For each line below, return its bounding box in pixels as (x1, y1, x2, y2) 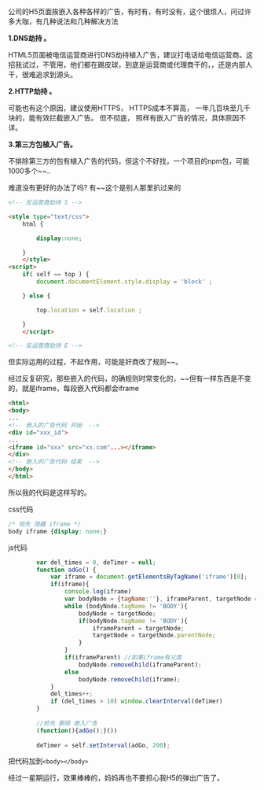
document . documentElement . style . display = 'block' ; (36, 278, 213, 286)
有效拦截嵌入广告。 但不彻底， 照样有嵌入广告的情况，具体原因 (35, 113, 240, 122)
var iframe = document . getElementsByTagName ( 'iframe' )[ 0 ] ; (49, 573, 247, 581)
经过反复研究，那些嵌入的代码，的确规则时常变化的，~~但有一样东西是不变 (8, 374, 251, 383)
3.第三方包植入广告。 (8, 140, 77, 149)
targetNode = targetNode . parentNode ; (92, 632, 216, 640)
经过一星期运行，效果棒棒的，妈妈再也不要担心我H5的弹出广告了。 (8, 773, 224, 783)
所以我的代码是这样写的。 (8, 487, 91, 497)
